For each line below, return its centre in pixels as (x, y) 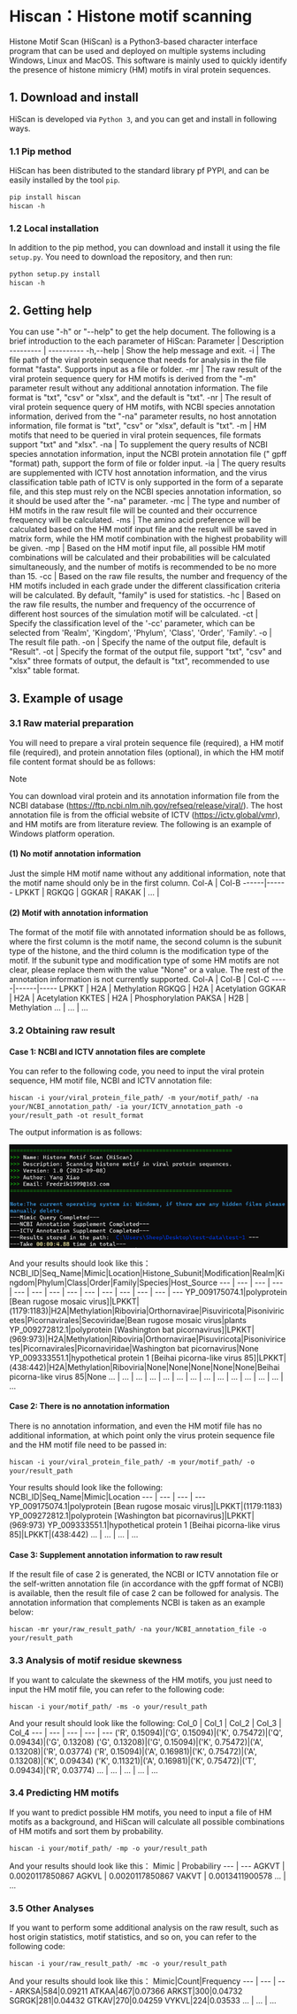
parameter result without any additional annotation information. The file (139, 388)
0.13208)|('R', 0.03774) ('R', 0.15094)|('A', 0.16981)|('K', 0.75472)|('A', (133, 1751)
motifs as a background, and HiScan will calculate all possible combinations (147, 1821)
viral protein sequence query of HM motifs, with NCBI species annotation (142, 407)
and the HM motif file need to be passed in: (88, 1445)
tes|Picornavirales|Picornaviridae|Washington (92, 1348)
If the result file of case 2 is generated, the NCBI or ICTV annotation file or (144, 1575)
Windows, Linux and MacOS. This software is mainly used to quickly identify (148, 60)
